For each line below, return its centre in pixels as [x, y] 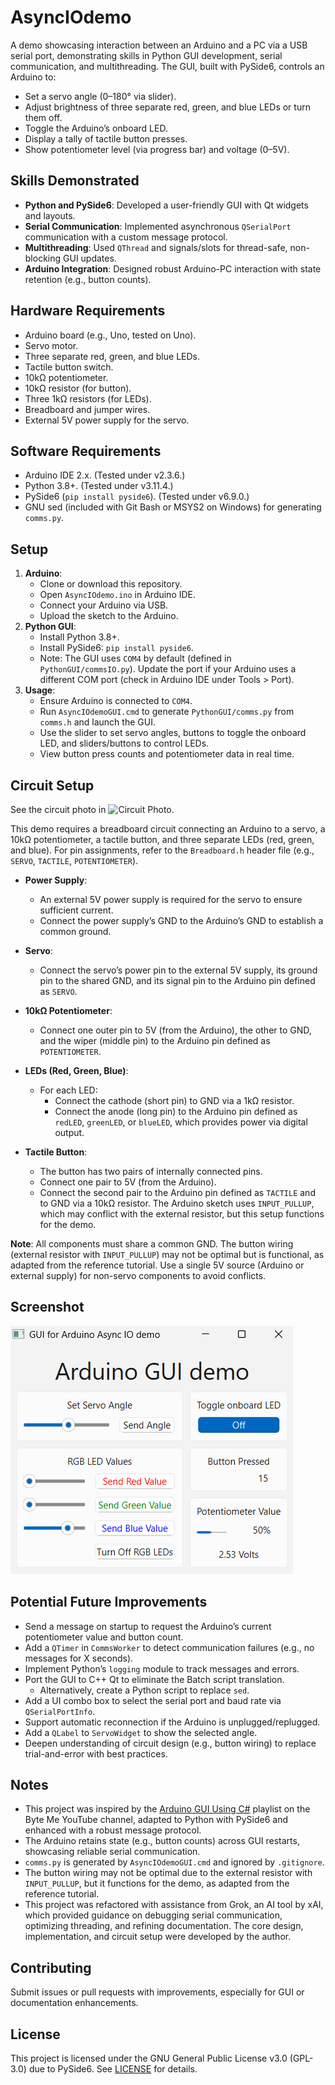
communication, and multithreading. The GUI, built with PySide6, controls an [167, 66]
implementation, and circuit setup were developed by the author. [158, 1937]
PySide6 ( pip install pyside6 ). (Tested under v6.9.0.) [137, 497]
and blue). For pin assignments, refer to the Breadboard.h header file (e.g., [162, 850]
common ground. [75, 931]
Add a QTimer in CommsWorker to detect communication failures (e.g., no [169, 1647]
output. [69, 1132]
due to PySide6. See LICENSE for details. [113, 2069]
